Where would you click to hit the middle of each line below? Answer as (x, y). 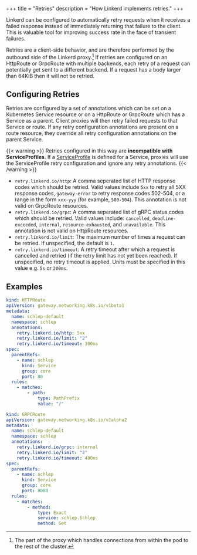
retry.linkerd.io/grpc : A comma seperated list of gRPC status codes (99, 212)
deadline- (164, 219)
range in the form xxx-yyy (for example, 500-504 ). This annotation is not (100, 199)
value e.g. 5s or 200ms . (41, 268)
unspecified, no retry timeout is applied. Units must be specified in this (100, 262)
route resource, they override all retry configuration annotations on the (91, 133)
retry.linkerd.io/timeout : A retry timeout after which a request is (95, 249)
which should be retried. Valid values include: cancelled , (83, 218)
